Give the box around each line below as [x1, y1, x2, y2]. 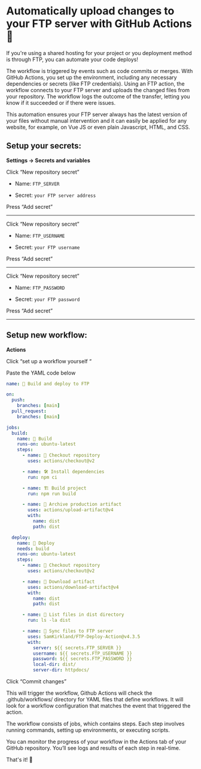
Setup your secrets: [6, 141, 82, 151]
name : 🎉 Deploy [17, 540, 55, 546]
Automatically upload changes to [6, 4, 175, 18]
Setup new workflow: [6, 330, 88, 341]
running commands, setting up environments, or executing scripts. [6, 727, 170, 734]
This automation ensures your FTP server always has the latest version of [6, 111, 187, 118]
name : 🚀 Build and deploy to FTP [6, 381, 90, 387]
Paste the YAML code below [6, 369, 76, 376]
